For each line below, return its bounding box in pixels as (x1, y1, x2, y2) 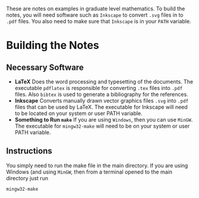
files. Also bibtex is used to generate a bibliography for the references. (14, 91, 188, 98)
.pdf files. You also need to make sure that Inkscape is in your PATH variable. (6, 18, 191, 24)
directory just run (6, 174, 49, 181)
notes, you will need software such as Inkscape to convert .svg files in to (6, 11, 184, 18)
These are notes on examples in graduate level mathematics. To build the (6, 5, 185, 12)
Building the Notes (6, 39, 100, 52)
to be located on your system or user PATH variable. (14, 110, 143, 117)
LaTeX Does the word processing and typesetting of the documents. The (14, 78, 194, 85)
